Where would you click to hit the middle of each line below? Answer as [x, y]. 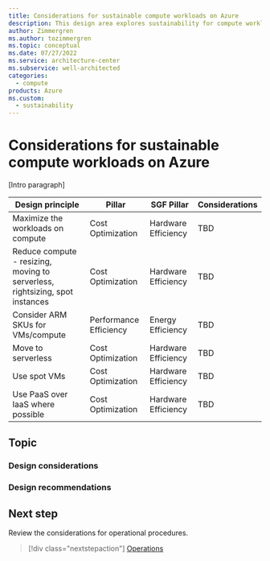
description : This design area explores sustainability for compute [125, 23]
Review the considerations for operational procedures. [98, 533]
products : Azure [35, 91]
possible [29, 415]
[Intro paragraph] [37, 185]
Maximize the [38, 218]
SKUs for [29, 325]
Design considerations [53, 466]
